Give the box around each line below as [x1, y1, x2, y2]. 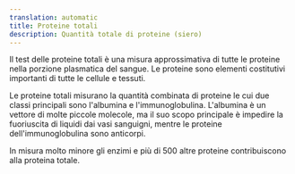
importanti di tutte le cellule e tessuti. [9, 73, 146, 84]
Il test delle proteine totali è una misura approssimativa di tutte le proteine [9, 54, 281, 65]
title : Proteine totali [9, 21, 99, 30]
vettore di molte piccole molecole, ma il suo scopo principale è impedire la [9, 109, 284, 120]
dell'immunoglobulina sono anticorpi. [9, 128, 146, 139]
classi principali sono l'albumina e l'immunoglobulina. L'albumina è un [9, 100, 266, 111]
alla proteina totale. [9, 155, 81, 166]
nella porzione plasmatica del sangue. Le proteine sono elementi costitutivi [9, 63, 285, 74]
